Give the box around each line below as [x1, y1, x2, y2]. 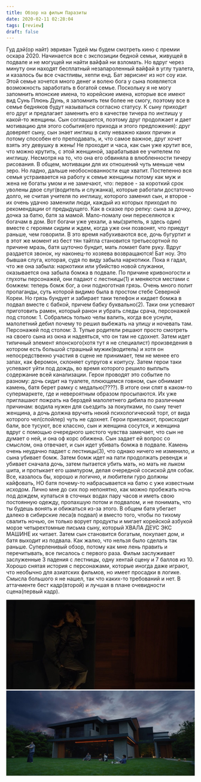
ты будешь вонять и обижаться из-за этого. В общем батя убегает [6, 505, 176, 513]
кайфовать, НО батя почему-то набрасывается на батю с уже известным [6, 480, 194, 487]
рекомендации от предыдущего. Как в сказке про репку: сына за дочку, [6, 205, 191, 212]
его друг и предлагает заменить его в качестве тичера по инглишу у [6, 110, 182, 117]
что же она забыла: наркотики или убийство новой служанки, [6, 263, 165, 270]
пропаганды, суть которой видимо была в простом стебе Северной [6, 288, 181, 295]
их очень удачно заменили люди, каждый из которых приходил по [6, 199, 178, 206]
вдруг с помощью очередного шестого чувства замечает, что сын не [6, 429, 184, 436]
